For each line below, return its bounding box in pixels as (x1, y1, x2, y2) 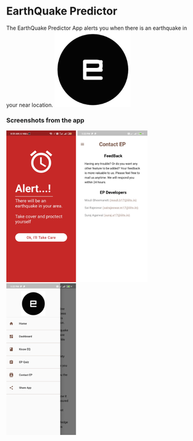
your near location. (6, 101, 53, 109)
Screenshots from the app (6, 116, 85, 125)
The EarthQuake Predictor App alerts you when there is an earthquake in (6, 24, 188, 32)
